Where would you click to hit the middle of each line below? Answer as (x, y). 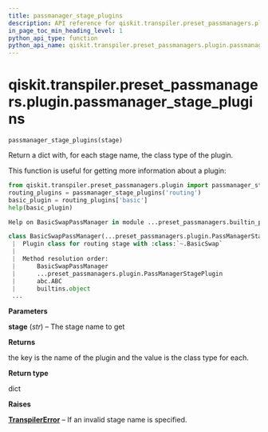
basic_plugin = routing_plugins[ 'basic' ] (78, 200)
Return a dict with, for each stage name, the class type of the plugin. (121, 155)
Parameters (28, 311)
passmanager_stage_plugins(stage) (66, 141)
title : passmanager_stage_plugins (66, 16)
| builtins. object (51, 289)
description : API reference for (62, 23)
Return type (29, 374)
